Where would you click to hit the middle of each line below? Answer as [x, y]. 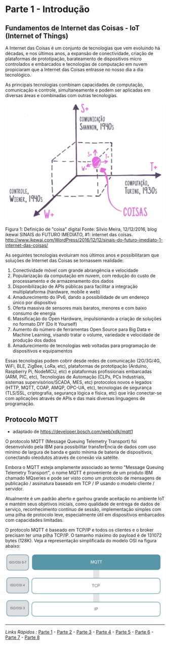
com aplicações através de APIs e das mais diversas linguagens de [75, 398]
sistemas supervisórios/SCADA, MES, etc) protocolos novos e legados [78, 382]
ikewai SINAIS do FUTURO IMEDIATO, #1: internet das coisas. [69, 234]
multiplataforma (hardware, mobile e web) [56, 291]
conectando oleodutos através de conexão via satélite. [62, 458]
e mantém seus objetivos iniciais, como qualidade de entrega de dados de [83, 504]
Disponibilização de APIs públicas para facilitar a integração [75, 286]
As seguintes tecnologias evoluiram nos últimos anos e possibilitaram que [82, 255]
